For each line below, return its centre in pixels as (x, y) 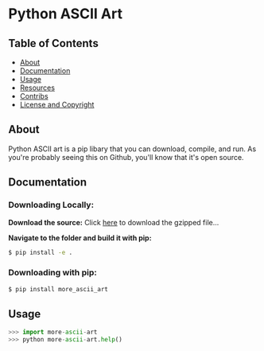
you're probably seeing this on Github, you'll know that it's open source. (126, 157)
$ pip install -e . (41, 252)
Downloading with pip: (52, 273)
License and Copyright (57, 105)
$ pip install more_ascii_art (58, 289)
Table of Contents (54, 43)
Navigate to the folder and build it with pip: (80, 238)
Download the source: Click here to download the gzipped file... (114, 222)
